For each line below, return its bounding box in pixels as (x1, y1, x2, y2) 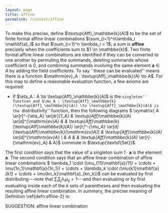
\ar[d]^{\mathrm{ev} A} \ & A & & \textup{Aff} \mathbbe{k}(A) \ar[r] (12, 134, 150, 141)
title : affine (5, 12, 35, 17)
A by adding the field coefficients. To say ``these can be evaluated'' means (5, 68, 160, 74)
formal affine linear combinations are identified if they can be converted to (5, 52, 159, 58)
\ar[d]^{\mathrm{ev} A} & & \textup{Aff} (12, 119, 94, 125)
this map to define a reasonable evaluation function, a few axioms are (5, 78, 149, 84)
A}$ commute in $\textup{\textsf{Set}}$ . (52, 140, 136, 146)
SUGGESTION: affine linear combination (5, 203, 88, 209)
